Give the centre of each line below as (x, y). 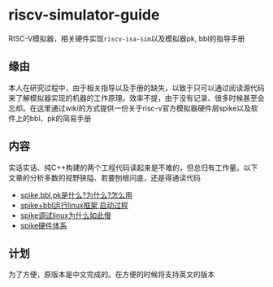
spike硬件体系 (43, 225)
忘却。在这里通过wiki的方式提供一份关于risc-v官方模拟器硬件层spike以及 (130, 108)
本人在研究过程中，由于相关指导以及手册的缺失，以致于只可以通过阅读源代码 (136, 88)
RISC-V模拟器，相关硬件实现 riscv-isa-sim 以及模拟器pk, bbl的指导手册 (127, 38)
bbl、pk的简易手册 (61, 118)
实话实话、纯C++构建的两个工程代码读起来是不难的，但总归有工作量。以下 (133, 167)
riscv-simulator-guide (84, 15)
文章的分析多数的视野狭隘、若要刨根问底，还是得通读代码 (104, 177)
